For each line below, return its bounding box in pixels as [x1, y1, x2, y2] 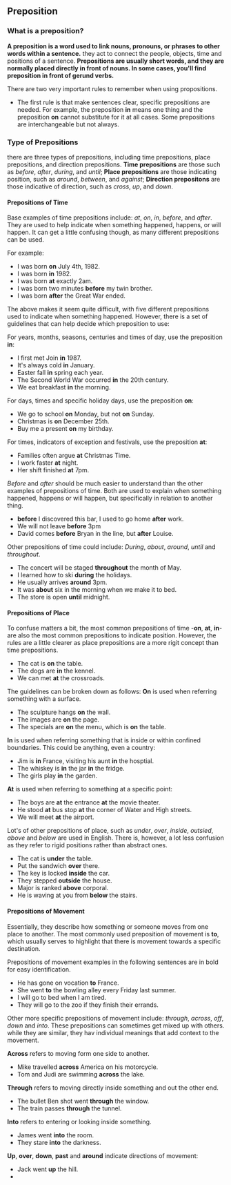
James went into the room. [17, 1130, 94, 1139]
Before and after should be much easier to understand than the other [7, 479, 203, 488]
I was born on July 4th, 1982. [17, 262, 101, 271]
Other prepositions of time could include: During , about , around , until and [7, 543, 216, 551]
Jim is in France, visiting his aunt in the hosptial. [17, 757, 154, 765]
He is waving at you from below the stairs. [17, 891, 138, 900]
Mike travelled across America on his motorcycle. [17, 1063, 159, 1071]
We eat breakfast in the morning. [17, 383, 111, 392]
